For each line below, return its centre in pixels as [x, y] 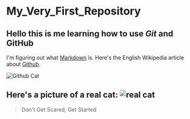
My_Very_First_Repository [74, 11]
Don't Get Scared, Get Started [59, 109]
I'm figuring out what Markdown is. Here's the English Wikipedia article [95, 58]
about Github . [23, 64]
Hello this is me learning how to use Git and [90, 34]
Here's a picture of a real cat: [62, 95]
